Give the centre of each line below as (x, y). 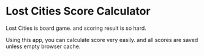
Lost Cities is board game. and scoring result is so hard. (76, 28)
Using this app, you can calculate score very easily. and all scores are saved (102, 40)
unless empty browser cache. (43, 46)
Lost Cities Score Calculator (78, 11)
